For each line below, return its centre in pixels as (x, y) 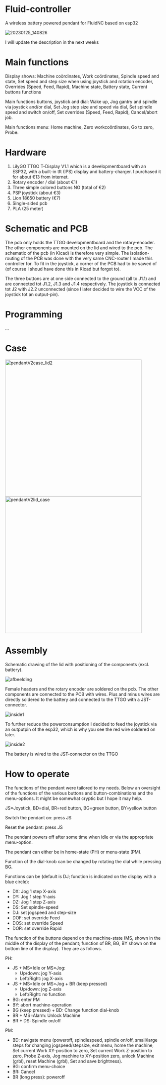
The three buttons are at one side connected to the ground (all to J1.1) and (81, 278)
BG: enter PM (26, 999)
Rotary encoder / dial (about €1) (45, 182)
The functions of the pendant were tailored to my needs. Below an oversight (83, 788)
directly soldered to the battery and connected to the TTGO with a (73, 699)
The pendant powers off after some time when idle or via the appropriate (79, 837)
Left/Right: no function (43, 994)
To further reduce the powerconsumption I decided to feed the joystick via (81, 724)
